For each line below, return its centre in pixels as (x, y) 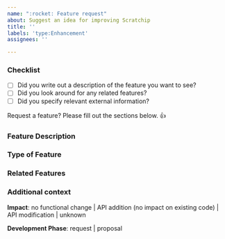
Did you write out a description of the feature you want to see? (107, 85)
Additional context (39, 192)
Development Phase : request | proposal (65, 228)
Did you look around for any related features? (82, 93)
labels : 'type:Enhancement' (48, 33)
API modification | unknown (47, 215)
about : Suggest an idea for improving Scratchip (79, 20)
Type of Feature (34, 155)
